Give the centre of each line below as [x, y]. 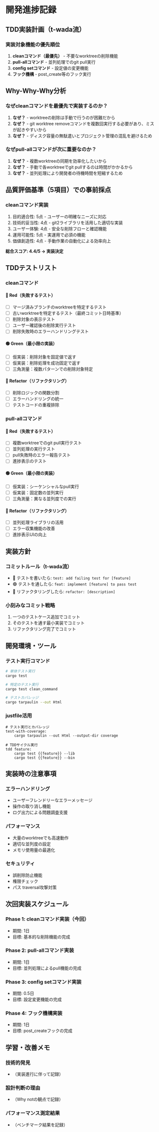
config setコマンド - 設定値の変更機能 [51, 68]
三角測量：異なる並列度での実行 [44, 498]
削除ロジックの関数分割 [36, 393]
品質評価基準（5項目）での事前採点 [58, 190]
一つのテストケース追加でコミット [46, 617]
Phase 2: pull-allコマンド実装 [40, 950]
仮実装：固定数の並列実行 [38, 492]
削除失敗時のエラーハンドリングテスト [51, 331]
